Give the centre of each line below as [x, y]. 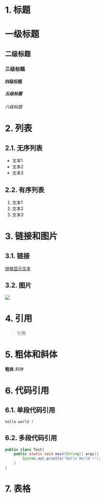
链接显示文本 [18, 269]
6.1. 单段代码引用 [30, 410]
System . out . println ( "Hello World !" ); [62, 459]
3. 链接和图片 [31, 237]
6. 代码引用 [27, 391]
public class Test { [25, 450]
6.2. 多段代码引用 [31, 438]
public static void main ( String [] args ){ [56, 454]
